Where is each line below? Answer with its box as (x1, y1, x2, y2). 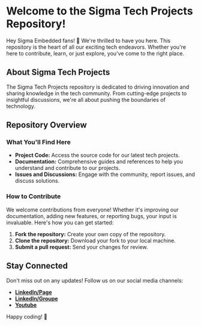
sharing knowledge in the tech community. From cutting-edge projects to (6, 89, 187, 97)
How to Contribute (6, 192, 61, 201)
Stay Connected (6, 261, 68, 271)
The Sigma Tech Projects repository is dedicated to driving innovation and (6, 83, 190, 90)
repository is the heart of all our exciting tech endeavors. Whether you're (6, 43, 187, 51)
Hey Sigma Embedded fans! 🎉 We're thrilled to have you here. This (6, 37, 171, 44)
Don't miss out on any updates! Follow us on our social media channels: (6, 277, 184, 284)
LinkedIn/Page (14, 288, 52, 296)
